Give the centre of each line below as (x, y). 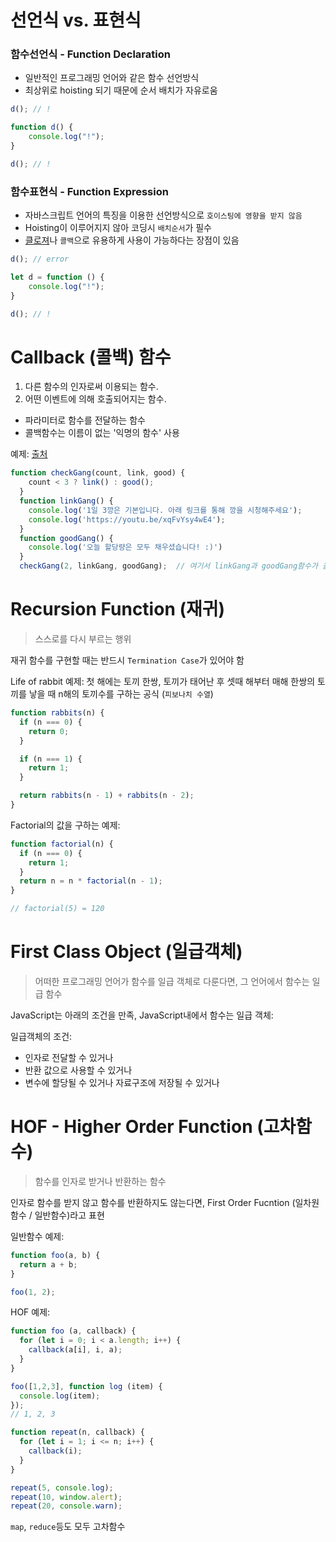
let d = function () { (57, 277)
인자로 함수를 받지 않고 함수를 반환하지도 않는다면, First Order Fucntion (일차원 (165, 1202)
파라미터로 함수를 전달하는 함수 (85, 420)
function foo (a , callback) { (73, 1331)
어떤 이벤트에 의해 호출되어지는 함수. (95, 399)
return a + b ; (48, 1264)
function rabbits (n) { (57, 713)
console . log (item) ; (60, 1396)
